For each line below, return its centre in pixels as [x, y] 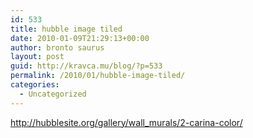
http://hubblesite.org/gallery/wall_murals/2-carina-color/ [126, 122]
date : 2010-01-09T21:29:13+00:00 [80, 38]
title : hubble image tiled [66, 29]
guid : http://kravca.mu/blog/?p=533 [86, 66]
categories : [35, 85]
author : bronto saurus [57, 47]
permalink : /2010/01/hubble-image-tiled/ [98, 76]
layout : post [37, 57]
